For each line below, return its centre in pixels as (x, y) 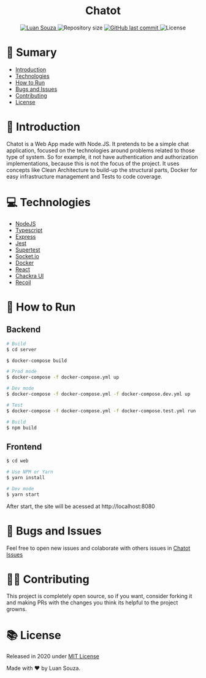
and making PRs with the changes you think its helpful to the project (92, 603)
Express (25, 236)
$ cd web (17, 461)
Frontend (24, 446)
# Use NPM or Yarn (30, 472)
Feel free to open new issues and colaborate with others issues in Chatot (98, 548)
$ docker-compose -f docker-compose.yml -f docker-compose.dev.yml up (98, 394)
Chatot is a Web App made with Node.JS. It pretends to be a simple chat (97, 144)
